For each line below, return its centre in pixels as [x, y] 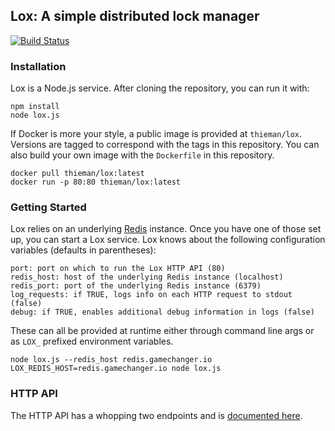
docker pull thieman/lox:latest [77, 174]
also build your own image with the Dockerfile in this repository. [142, 155]
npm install [35, 107]
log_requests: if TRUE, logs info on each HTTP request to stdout [151, 295]
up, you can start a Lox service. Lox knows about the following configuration [168, 240]
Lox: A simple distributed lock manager [135, 16]
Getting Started [48, 207]
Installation [38, 66]
